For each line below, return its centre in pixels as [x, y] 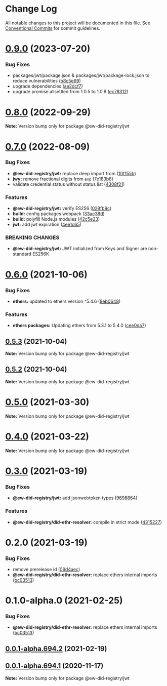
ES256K [41, 254]
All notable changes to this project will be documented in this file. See [78, 23]
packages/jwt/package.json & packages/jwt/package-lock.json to [81, 75]
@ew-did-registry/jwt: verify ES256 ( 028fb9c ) [62, 209]
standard [22, 254]
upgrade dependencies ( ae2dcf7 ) [48, 86]
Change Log [31, 9]
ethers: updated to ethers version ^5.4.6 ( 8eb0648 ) [67, 301]
